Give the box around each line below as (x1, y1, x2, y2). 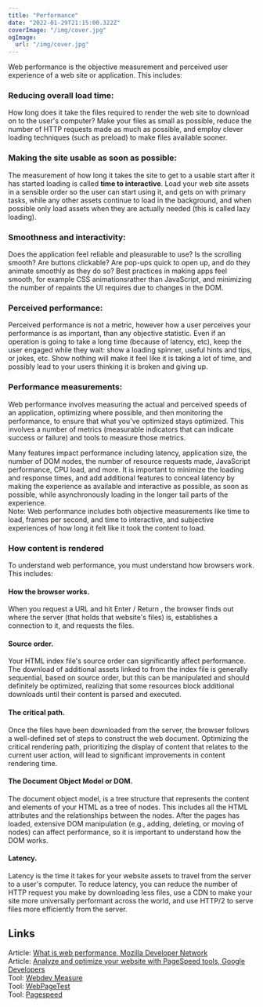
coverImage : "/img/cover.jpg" (8, 26, 107, 34)
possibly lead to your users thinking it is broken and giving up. (8, 362, 209, 371)
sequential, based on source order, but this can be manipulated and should (8, 673, 250, 683)
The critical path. (8, 707, 65, 717)
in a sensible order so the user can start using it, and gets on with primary (8, 187, 247, 196)
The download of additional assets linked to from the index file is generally (8, 665, 248, 674)
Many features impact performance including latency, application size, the (8, 448, 247, 458)
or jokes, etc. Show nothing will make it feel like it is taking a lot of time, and (8, 354, 252, 363)
